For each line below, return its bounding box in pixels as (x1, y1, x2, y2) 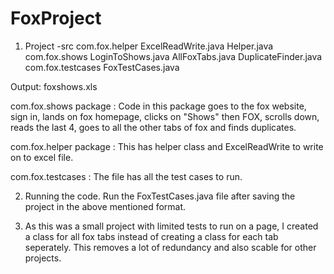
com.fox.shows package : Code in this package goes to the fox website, (10, 100, 307, 112)
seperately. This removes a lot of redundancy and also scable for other (24, 241, 317, 253)
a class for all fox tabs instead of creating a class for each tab (24, 230, 279, 242)
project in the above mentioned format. (24, 200, 187, 212)
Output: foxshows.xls (10, 80, 98, 92)
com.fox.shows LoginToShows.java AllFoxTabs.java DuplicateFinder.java (24, 50, 323, 62)
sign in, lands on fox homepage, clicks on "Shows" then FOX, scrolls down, (10, 110, 320, 122)
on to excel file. (10, 151, 74, 163)
